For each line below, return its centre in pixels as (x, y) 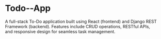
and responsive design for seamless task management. (60, 31)
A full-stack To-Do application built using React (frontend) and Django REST (81, 21)
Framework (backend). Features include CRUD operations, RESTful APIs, (78, 26)
